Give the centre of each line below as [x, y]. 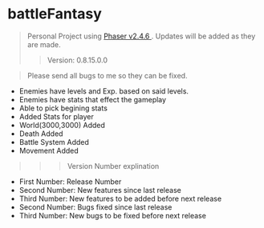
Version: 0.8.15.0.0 [77, 60]
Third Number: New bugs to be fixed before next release [112, 215]
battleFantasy [55, 14]
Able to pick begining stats [63, 108]
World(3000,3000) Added [62, 125]
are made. [44, 44]
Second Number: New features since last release [100, 190]
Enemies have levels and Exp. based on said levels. [104, 91]
